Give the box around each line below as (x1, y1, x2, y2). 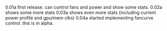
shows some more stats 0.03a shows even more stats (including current (5, 9, 156, 15)
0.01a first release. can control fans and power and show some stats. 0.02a (5, 4, 162, 10)
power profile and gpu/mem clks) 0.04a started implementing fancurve (5, 15, 154, 20)
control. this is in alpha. (5, 20, 54, 26)
